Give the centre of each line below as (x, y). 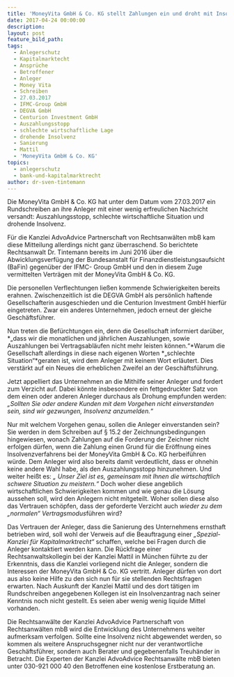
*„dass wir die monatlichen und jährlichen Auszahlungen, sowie (99, 338)
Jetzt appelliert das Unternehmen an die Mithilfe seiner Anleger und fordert (115, 382)
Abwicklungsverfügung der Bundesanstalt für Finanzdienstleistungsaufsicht (116, 260)
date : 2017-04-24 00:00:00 (46, 20)
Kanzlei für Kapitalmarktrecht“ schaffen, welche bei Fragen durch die (107, 542)
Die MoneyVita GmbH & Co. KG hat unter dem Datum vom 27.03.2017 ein (111, 202)
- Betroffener (34, 72)
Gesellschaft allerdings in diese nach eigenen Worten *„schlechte (101, 353)
